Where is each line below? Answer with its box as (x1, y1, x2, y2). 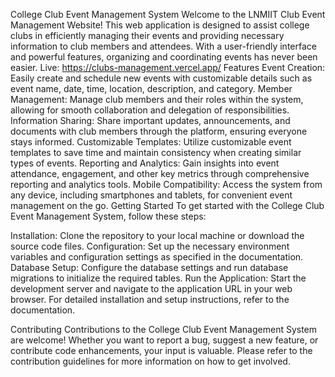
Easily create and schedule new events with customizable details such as (10, 72, 313, 84)
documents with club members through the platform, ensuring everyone (10, 125, 308, 137)
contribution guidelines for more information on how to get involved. (10, 355, 291, 367)
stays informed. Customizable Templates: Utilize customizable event (10, 136, 292, 148)
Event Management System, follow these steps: (10, 210, 207, 222)
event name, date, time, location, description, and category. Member (10, 83, 293, 94)
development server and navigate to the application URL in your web (10, 283, 293, 294)
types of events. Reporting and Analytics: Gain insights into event (10, 157, 280, 169)
